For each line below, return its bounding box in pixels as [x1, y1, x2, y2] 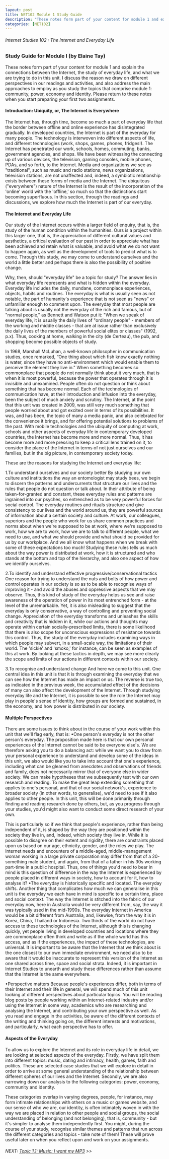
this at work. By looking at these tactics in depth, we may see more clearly [5, 651, 159, 657]
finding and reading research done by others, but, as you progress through [5, 801, 160, 807]
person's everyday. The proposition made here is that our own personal [5, 736, 153, 743]
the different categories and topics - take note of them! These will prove [5, 1131, 154, 1137]
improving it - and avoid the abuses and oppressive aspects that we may [5, 586, 156, 592]
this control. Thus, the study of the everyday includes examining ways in [5, 635, 155, 641]
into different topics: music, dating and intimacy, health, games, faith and [5, 1057, 156, 1063]
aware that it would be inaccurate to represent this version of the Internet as [5, 955, 163, 961]
